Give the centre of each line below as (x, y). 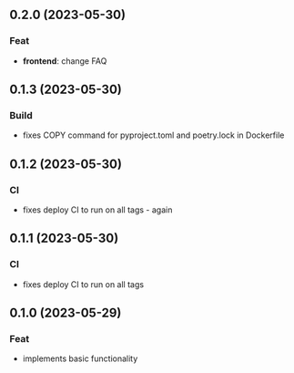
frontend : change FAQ (65, 61)
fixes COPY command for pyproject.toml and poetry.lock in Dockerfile (153, 135)
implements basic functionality (80, 358)
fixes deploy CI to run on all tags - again (97, 210)
